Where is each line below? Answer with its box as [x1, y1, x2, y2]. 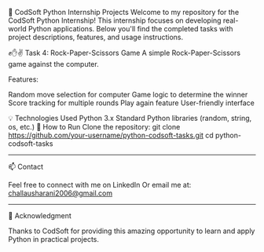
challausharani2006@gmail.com [8, 188, 112, 198]
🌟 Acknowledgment [8, 211, 72, 220]
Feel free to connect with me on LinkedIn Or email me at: [8, 181, 192, 189]
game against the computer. [8, 60, 100, 68]
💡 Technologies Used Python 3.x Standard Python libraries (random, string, [8, 114, 252, 122]
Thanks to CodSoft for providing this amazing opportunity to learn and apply [8, 226, 255, 236]
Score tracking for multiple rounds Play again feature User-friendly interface [8, 98, 255, 108]
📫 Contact [8, 162, 43, 171]
